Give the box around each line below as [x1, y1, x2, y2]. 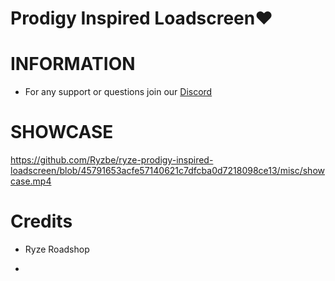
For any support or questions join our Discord [24, 86, 213, 98]
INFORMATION [10, 53, 136, 76]
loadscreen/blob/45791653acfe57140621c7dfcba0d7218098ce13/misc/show [10, 165, 325, 177]
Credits [10, 210, 73, 233]
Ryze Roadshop [24, 243, 90, 255]
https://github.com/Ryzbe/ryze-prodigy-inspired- [10, 154, 214, 166]
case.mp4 [10, 175, 52, 187]
